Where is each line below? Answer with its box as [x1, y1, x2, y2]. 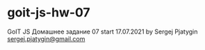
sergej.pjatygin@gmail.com [7, 34, 85, 42]
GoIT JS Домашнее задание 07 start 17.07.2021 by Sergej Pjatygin [7, 27, 198, 36]
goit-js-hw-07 [7, 5, 90, 21]
